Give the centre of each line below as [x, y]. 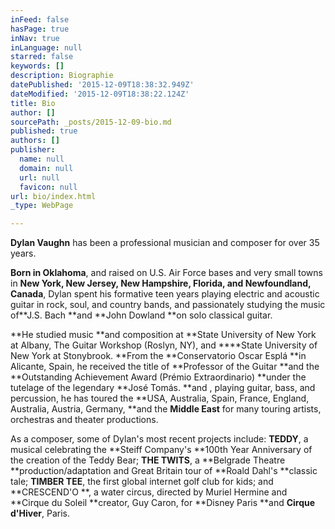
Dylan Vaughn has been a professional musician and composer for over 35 [165, 243]
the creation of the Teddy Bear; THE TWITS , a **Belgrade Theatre [148, 460]
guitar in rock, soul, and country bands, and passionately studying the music [168, 305]
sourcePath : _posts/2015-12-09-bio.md [91, 122]
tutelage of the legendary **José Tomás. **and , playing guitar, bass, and [163, 388]
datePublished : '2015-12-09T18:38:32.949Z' [102, 85]
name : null [42, 159]
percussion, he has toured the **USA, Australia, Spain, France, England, [160, 398]
